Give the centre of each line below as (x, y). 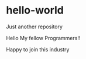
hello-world (35, 10)
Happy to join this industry (38, 49)
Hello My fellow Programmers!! (43, 38)
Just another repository (35, 27)
